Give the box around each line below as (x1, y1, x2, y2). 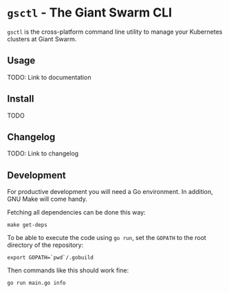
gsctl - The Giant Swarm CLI (7, 5, 173, 21)
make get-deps (7, 221, 48, 228)
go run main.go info (7, 280, 67, 287)
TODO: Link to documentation (7, 73, 91, 81)
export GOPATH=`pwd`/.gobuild (7, 254, 94, 261)
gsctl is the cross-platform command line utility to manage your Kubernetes (7, 28, 223, 36)
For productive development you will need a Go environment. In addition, (7, 188, 213, 196)
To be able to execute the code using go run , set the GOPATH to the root (7, 234, 206, 242)
